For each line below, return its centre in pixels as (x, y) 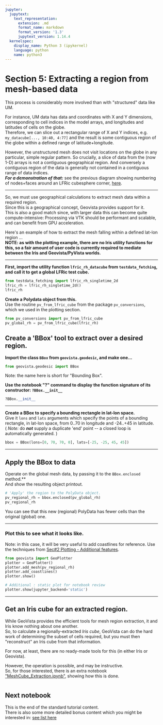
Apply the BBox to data (41, 462)
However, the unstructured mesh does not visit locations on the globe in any (81, 152)
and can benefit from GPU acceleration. (45, 223)
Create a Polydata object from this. (41, 299)
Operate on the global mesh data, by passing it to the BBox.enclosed (73, 473)
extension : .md (33, 23)
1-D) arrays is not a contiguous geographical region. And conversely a (75, 163)
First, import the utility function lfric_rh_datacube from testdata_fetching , (81, 267)
